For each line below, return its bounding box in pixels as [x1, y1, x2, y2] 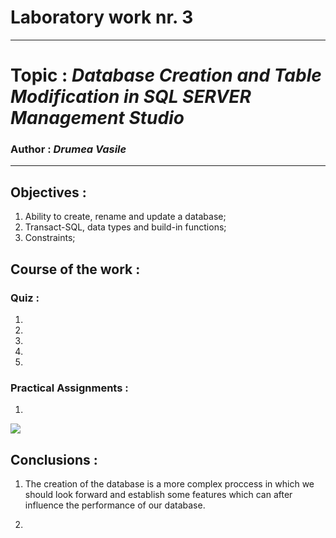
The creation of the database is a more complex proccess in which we [24, 478, 315, 490]
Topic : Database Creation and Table [10, 64, 322, 87]
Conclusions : [10, 451, 98, 468]
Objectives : [10, 184, 87, 201]
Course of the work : [10, 261, 141, 278]
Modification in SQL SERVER [10, 86, 252, 108]
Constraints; [24, 232, 76, 244]
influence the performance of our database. [24, 499, 206, 511]
